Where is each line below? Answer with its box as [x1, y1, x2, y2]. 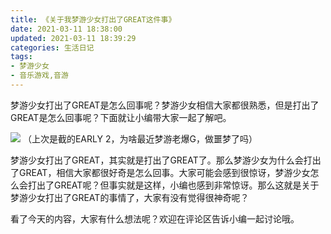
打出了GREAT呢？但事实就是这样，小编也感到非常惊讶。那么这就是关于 [27, 179, 320, 191]
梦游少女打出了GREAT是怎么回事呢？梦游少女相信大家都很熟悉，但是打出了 [10, 99, 320, 111]
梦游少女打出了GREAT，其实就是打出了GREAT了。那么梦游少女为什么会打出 [10, 154, 322, 166]
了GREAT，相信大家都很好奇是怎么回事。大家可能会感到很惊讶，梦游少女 [10, 166, 311, 178]
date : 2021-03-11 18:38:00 [10, 24, 123, 34]
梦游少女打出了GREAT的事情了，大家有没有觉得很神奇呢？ [10, 191, 250, 203]
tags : [10, 52, 33, 62]
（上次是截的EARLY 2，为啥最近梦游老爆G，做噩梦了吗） [22, 132, 258, 145]
